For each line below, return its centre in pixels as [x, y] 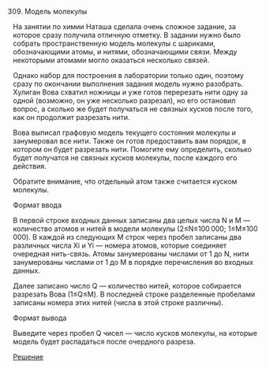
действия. [30, 166]
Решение [28, 357]
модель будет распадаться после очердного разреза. [104, 341]
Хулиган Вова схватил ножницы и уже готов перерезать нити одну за [130, 92]
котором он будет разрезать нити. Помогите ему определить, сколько [132, 149]
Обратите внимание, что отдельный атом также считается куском [125, 181]
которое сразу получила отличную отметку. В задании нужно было [127, 35]
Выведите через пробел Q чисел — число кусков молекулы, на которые [135, 333]
